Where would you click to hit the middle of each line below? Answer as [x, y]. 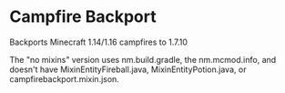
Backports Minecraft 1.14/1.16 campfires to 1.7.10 [99, 42]
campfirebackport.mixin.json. [65, 78]
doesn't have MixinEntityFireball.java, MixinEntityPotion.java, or [128, 69]
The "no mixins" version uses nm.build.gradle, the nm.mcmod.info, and [143, 59]
